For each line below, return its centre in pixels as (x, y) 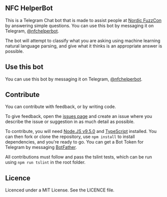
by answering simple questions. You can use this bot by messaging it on (79, 25)
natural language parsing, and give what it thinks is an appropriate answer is (84, 46)
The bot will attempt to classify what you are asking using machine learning (83, 40)
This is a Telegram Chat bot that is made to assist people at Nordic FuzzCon (83, 20)
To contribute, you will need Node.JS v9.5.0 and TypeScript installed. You (81, 131)
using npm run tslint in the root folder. (45, 162)
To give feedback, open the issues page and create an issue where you (79, 116)
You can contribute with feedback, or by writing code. (61, 106)
